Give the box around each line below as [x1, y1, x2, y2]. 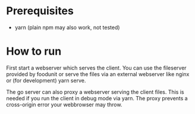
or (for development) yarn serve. [6, 77, 86, 84]
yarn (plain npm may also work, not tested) [14, 24, 120, 31]
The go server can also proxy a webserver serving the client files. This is [6, 88, 184, 96]
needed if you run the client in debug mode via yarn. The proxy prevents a [6, 94, 188, 102]
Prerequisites [6, 4, 74, 18]
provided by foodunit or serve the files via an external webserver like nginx [6, 70, 190, 78]
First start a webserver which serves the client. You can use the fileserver [6, 64, 187, 71]
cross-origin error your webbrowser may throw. [6, 101, 122, 108]
